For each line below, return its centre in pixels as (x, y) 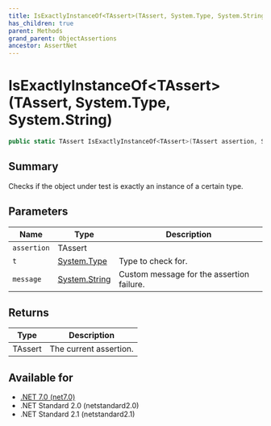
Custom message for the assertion (184, 274)
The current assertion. (92, 349)
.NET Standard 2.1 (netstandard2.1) (77, 414)
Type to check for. (153, 261)
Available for (41, 377)
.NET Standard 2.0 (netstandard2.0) (79, 406)
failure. (131, 284)
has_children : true (41, 23)
